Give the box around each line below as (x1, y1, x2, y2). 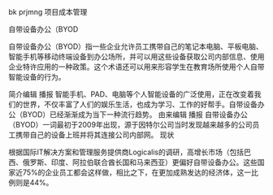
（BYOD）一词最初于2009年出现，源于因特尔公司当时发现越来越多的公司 (8, 120, 253, 129)
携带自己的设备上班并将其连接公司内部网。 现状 (15, 130, 175, 140)
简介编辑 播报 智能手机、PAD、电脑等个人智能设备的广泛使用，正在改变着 (8, 89, 254, 99)
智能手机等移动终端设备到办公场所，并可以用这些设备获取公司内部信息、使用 (8, 52, 265, 61)
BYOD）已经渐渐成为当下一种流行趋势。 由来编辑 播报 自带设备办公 (22, 110, 248, 119)
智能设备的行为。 (8, 72, 66, 81)
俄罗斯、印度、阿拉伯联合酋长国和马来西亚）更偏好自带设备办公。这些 (22, 158, 258, 167)
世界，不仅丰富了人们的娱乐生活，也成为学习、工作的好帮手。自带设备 (22, 100, 258, 109)
